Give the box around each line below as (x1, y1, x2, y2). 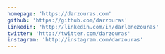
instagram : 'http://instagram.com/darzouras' (7, 36, 143, 43)
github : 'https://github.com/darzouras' (7, 17, 128, 24)
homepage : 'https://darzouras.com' (7, 10, 112, 18)
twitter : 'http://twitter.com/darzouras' (7, 29, 131, 37)
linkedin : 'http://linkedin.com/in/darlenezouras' (7, 23, 159, 30)
